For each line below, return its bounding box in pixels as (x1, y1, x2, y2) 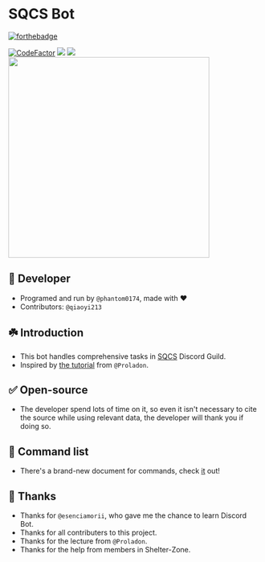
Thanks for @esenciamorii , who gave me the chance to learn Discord (19, 511, 247, 520)
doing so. (19, 421, 51, 431)
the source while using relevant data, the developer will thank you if (19, 413, 244, 422)
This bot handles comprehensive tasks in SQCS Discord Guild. (19, 351, 226, 361)
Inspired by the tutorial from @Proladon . (19, 360, 149, 369)
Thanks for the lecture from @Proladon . (19, 536, 148, 546)
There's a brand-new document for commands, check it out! (19, 466, 221, 476)
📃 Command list (8, 445, 89, 458)
